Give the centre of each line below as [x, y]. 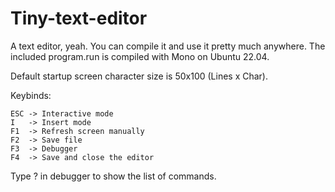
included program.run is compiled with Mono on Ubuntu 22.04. [140, 56]
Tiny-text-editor [79, 18]
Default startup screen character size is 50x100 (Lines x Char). [139, 76]
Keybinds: [31, 95]
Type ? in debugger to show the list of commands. [113, 176]
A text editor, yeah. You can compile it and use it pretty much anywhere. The [168, 46]
